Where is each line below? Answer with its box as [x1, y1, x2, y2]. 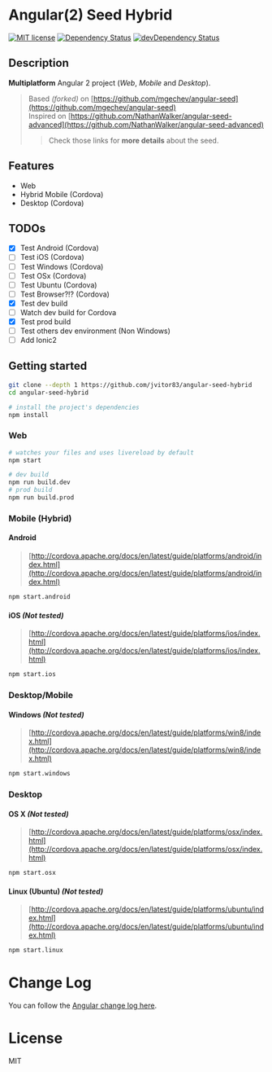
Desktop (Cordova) [19, 198, 84, 208]
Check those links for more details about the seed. [48, 135, 219, 145]
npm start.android [8, 593, 71, 601]
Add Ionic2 [19, 336, 57, 345]
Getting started [8, 359, 88, 373]
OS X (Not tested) [8, 809, 69, 819]
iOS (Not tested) [8, 610, 64, 620]
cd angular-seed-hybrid [8, 389, 89, 397]
